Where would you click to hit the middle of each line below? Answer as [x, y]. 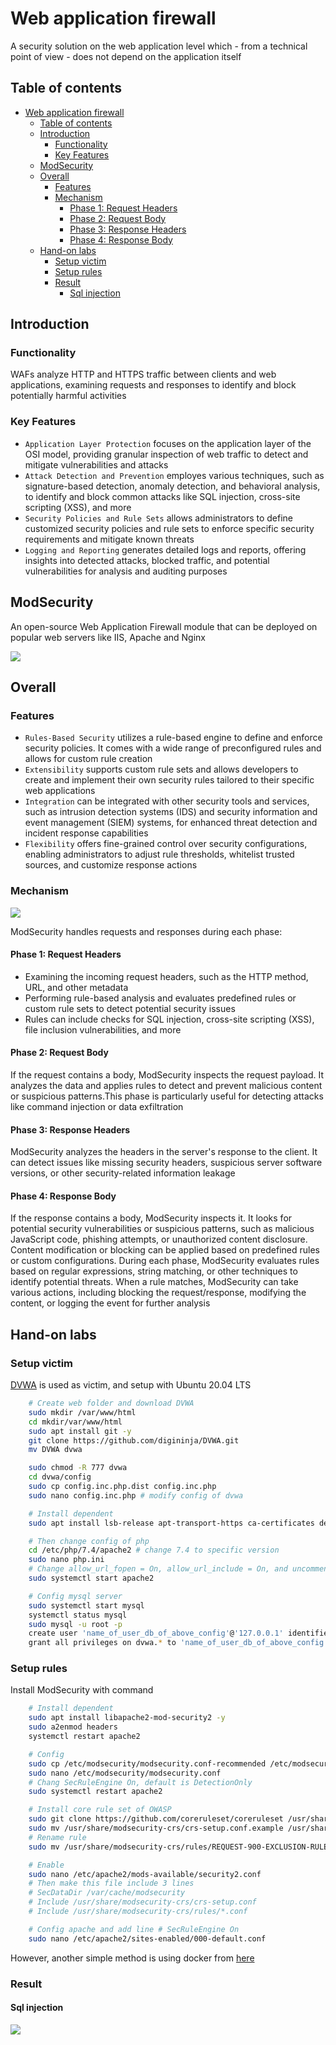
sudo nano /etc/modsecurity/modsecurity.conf [125, 1773]
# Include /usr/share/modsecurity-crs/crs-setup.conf [142, 1902]
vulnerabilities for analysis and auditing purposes [126, 571]
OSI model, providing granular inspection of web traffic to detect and [166, 454]
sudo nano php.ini [66, 1560]
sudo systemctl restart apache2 [95, 1792]
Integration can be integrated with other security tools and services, [167, 801]
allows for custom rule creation [88, 759]
